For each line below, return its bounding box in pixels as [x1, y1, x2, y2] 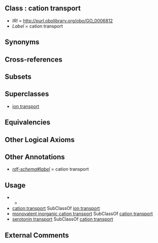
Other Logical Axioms [5, 135, 75, 144]
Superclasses [5, 90, 49, 98]
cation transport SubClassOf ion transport [12, 205, 100, 211]
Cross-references [5, 55, 63, 64]
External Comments [5, 231, 69, 239]
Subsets [5, 72, 31, 81]
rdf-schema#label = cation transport [12, 166, 89, 172]
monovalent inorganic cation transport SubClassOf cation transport [12, 211, 153, 217]
